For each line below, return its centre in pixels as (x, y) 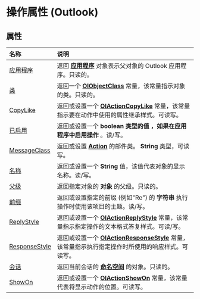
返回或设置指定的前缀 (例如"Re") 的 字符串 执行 (123, 197)
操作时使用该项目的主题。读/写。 (103, 206)
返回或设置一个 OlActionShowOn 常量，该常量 (122, 278)
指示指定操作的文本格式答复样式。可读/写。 (124, 227)
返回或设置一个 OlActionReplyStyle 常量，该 (120, 218)
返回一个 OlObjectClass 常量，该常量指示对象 (121, 86)
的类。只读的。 (78, 95)
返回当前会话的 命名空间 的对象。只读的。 (115, 267)
